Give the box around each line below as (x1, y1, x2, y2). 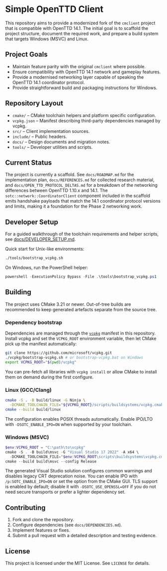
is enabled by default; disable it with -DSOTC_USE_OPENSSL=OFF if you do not (5, 484, 157, 490)
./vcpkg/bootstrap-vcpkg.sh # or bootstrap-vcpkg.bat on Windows (5, 355, 143, 360)
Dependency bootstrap (5, 319, 62, 326)
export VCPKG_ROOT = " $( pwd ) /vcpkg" (5, 359, 77, 364)
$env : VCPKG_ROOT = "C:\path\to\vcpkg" (5, 445, 85, 450)
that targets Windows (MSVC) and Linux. (5, 36, 88, 42)
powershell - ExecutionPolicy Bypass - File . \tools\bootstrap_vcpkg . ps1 (5, 274, 157, 279)
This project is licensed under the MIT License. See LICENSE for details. (5, 560, 150, 566)
